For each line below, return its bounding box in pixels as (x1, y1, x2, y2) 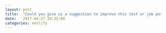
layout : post (5, 7, 32, 12)
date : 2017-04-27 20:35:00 (5, 16, 65, 21)
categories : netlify (5, 20, 48, 26)
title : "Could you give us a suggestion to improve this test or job (5, 12, 154, 16)
